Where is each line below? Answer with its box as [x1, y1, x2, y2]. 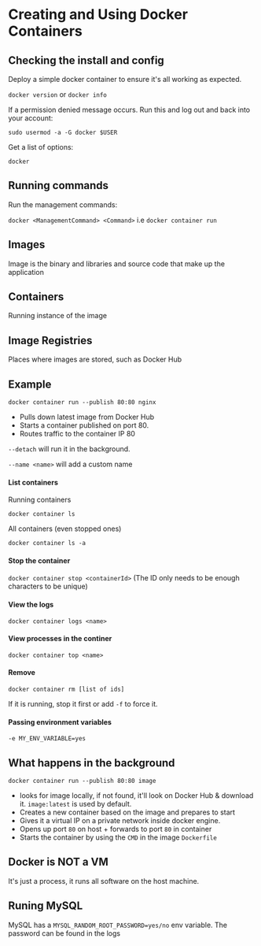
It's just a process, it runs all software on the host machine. [8, 876, 200, 885]
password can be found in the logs [8, 928, 120, 938]
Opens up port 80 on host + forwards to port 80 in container [19, 825, 212, 834]
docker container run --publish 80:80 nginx [8, 399, 156, 406]
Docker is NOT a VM [8, 855, 108, 869]
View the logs [8, 600, 54, 610]
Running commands [8, 179, 108, 192]
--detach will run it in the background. [8, 444, 131, 454]
